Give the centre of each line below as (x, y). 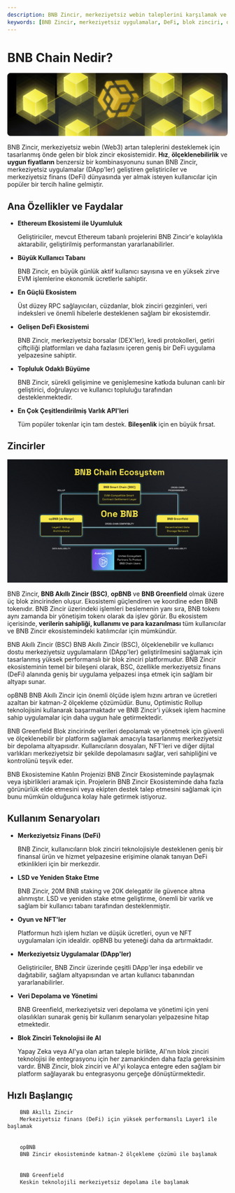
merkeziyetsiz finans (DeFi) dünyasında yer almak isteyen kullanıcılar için (112, 177)
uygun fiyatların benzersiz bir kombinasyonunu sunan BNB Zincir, (102, 162)
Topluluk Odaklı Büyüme (54, 369)
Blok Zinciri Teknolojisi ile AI (59, 1038)
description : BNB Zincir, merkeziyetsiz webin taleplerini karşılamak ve (117, 15)
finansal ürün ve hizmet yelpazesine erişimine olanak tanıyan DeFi (112, 856)
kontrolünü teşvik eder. (40, 760)
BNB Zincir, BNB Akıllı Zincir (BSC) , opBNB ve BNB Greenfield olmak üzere (116, 594)
